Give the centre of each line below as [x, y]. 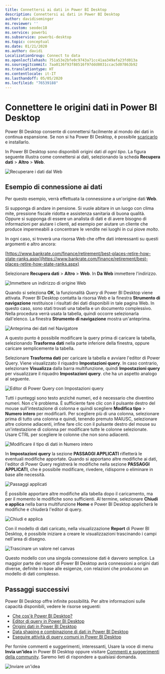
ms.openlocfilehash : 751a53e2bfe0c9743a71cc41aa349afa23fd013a [71, 60]
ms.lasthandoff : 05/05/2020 [34, 78]
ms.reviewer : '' [22, 23]
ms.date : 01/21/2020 [26, 46]
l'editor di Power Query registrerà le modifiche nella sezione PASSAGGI [78, 464]
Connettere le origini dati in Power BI [81, 107]
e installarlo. [17, 142]
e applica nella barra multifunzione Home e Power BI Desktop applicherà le [82, 504]
